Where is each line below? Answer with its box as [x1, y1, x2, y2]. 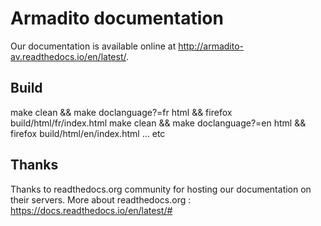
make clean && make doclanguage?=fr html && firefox [10, 106, 233, 118]
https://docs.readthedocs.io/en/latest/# [10, 204, 173, 216]
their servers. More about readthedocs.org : [10, 193, 192, 206]
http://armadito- [178, 40, 245, 52]
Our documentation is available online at [10, 40, 177, 52]
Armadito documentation [10, 7, 224, 30]
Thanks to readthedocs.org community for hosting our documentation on [10, 183, 312, 195]
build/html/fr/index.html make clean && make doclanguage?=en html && [10, 117, 307, 129]
